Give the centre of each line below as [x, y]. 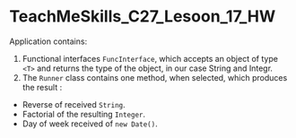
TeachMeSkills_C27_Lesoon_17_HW [143, 17]
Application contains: [48, 41]
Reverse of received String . [74, 104]
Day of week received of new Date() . [90, 124]
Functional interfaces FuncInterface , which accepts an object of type [150, 58]
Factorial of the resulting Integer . [84, 114]
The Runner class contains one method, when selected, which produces [155, 77]
